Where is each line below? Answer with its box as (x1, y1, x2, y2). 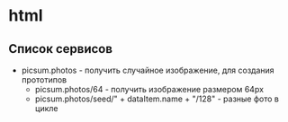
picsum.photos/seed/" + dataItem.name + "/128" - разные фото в (34, 93, 280, 104)
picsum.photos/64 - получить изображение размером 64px (34, 84, 265, 94)
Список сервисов (8, 41, 113, 57)
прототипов (21, 74, 67, 85)
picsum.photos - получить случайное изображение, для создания (21, 65, 275, 75)
